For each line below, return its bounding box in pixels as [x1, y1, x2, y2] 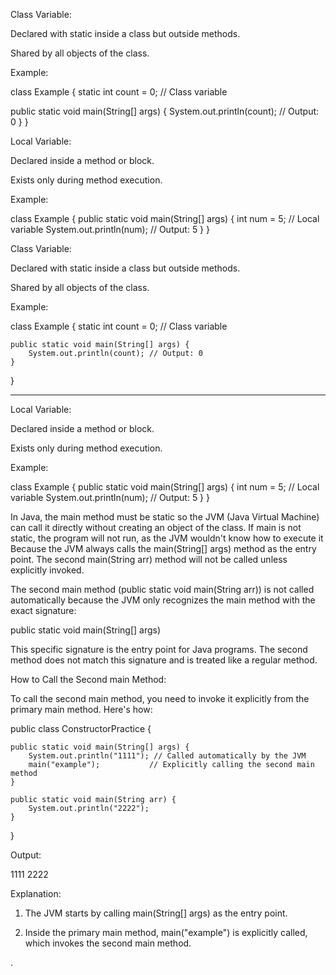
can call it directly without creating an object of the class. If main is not [10, 522, 302, 533]
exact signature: [10, 605, 77, 616]
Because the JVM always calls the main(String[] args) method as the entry [10, 543, 317, 554]
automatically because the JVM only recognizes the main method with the [10, 594, 316, 606]
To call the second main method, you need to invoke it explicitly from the [10, 693, 310, 704]
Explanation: [10, 888, 62, 899]
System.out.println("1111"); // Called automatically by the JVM [28, 751, 307, 761]
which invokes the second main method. [24, 937, 192, 949]
